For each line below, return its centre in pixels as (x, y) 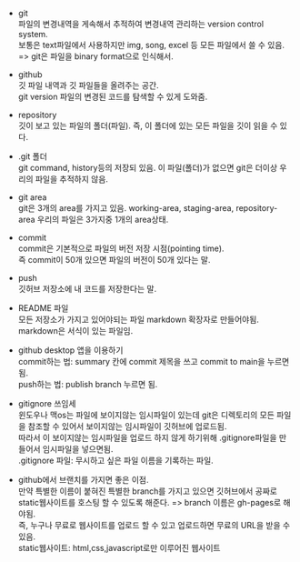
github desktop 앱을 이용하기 (70, 350)
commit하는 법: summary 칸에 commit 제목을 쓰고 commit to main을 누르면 (154, 361)
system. (33, 34)
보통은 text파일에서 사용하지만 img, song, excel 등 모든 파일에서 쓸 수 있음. (151, 45)
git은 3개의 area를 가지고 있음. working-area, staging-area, (126, 208)
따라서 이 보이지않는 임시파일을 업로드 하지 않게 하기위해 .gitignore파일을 (147, 437)
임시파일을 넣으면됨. (78, 449)
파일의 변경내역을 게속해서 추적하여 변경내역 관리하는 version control (141, 24)
